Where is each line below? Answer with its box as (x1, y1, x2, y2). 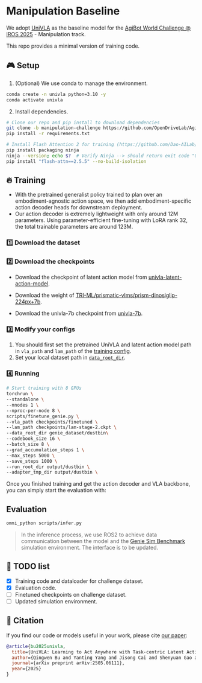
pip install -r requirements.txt (6, 131, 90, 137)
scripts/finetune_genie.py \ (6, 413, 79, 419)
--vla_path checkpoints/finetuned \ (6, 419, 98, 425)
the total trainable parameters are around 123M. (14, 223, 133, 230)
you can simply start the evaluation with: (6, 487, 106, 494)
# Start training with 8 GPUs (6, 385, 82, 392)
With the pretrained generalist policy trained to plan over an (14, 191, 162, 199)
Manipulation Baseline (6, 4, 120, 18)
